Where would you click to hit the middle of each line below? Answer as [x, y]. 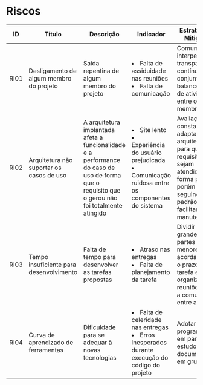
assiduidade [149, 71]
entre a [187, 302]
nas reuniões [150, 78]
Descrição [105, 34]
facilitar [187, 209]
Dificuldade [100, 327]
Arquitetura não [51, 160]
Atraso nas [155, 249]
